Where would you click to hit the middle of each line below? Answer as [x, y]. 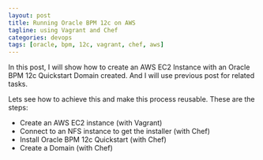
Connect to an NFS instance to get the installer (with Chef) [115, 132]
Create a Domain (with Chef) [66, 148]
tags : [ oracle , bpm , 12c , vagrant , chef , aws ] [86, 45]
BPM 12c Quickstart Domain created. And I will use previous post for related [131, 76]
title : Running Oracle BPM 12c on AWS [72, 23]
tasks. [18, 84]
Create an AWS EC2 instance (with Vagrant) [91, 123]
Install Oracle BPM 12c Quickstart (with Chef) [93, 140]
